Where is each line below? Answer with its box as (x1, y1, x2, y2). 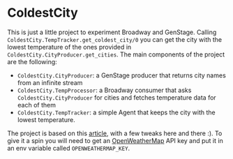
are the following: (7, 57, 57, 66)
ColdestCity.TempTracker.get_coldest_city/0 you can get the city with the (7, 35, 222, 43)
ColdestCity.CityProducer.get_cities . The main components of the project (7, 50, 225, 59)
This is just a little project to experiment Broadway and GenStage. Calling (7, 28, 217, 36)
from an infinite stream (17, 78, 83, 86)
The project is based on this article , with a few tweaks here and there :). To (7, 129, 223, 137)
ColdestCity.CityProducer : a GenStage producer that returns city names (17, 71, 227, 79)
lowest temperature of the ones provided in (7, 43, 132, 51)
